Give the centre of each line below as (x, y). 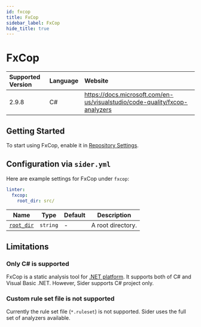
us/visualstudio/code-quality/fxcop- (136, 102)
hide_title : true (28, 28)
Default (74, 215)
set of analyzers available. (38, 318)
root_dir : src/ (36, 201)
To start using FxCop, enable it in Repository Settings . (72, 145)
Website (96, 81)
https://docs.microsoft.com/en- (129, 95)
